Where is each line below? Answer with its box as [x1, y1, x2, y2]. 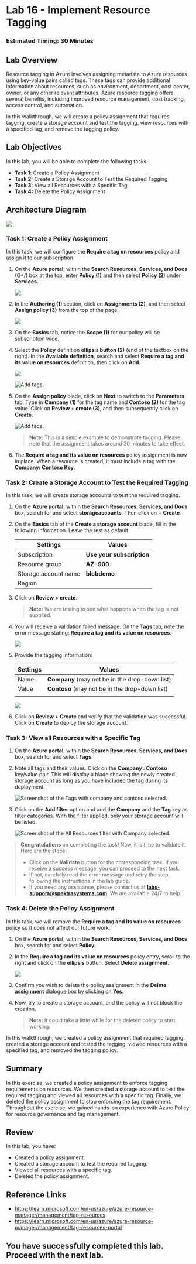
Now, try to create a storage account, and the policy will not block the [14, 999, 183, 1006]
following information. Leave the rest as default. [14, 527, 130, 534]
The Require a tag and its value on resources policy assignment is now [14, 451, 187, 458]
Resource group [17, 560, 62, 568]
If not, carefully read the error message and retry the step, [29, 871, 170, 878]
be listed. [14, 818, 37, 825]
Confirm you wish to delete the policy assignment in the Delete [14, 981, 167, 988]
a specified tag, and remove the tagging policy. [6, 125, 120, 132]
